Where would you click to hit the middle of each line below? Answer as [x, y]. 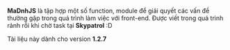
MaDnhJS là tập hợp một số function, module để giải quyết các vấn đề [108, 11]
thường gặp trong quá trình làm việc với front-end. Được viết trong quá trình [115, 18]
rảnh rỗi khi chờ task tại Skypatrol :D [60, 25]
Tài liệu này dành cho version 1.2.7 [57, 39]
